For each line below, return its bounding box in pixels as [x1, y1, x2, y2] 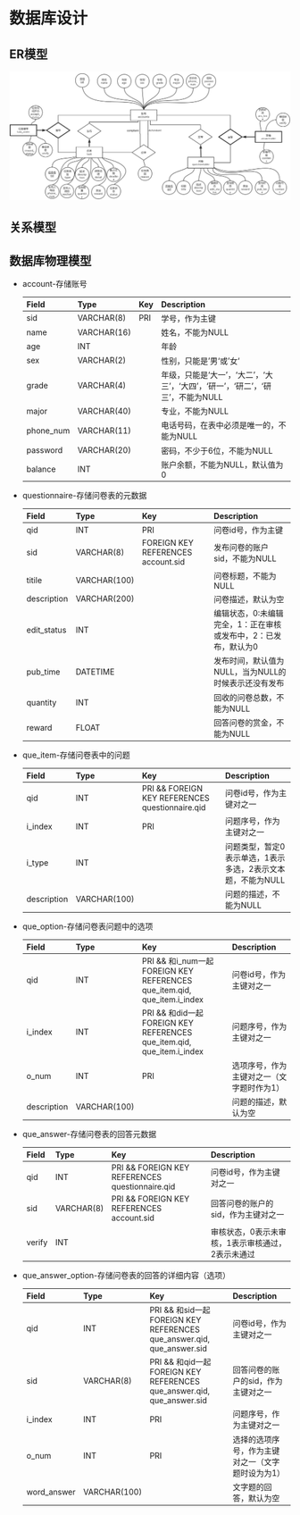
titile [26, 574, 43, 585]
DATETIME [75, 666, 115, 677]
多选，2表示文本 [224, 863, 286, 874]
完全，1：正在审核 [213, 619, 282, 630]
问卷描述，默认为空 [213, 593, 285, 604]
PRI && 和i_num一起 [141, 956, 214, 967]
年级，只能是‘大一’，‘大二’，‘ [160, 369, 266, 380]
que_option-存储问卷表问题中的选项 [21, 921, 154, 932]
